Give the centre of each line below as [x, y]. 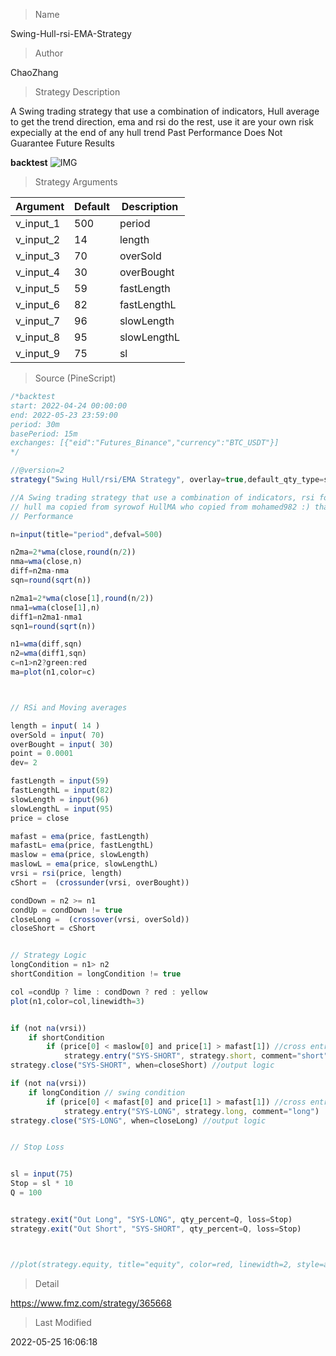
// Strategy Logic [48, 955]
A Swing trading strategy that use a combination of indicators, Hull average [165, 111]
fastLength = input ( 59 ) [60, 781]
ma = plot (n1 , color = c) [53, 672]
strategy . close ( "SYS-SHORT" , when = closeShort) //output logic [142, 1065]
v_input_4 [38, 272]
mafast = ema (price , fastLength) [80, 836]
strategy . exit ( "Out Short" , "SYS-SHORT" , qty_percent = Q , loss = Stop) [156, 1229]
